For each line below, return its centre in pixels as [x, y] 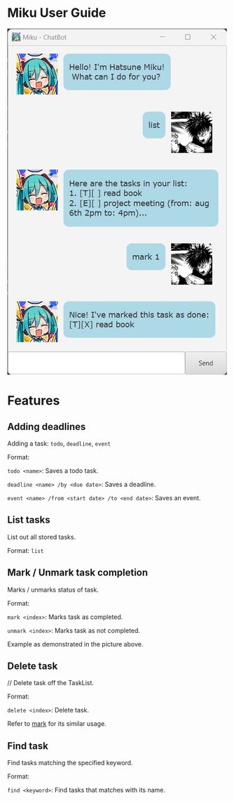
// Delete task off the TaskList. [51, 683]
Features [34, 401]
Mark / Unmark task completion [78, 573]
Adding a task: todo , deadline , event [59, 443]
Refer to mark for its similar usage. [57, 724]
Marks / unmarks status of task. [53, 590]
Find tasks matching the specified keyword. [70, 763]
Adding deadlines [47, 426]
